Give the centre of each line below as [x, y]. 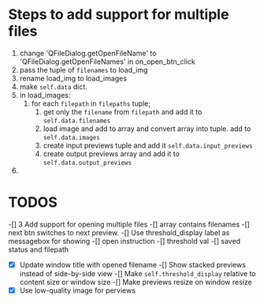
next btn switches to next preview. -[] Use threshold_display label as [119, 232]
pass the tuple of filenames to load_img [84, 69]
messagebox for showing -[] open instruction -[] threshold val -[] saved [125, 241]
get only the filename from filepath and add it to [123, 111]
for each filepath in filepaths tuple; [91, 103]
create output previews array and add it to [111, 153]
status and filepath [39, 249]
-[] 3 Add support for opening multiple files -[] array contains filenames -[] [129, 224]
